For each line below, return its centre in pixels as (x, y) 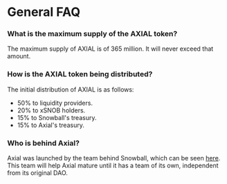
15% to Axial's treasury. (51, 125)
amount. (19, 56)
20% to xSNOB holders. (51, 110)
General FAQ (44, 12)
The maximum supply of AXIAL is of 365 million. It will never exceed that (110, 49)
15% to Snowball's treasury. (57, 117)
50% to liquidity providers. (55, 103)
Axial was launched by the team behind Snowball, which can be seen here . (114, 158)
